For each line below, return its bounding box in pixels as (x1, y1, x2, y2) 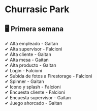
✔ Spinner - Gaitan (5, 78, 44, 85)
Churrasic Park (5, 4, 70, 15)
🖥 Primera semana (5, 24, 64, 33)
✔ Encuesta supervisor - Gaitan (5, 95, 71, 100)
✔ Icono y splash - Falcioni (5, 84, 61, 90)
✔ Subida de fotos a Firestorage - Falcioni (5, 73, 92, 79)
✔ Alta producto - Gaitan (5, 62, 56, 68)
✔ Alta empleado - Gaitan (5, 41, 58, 46)
